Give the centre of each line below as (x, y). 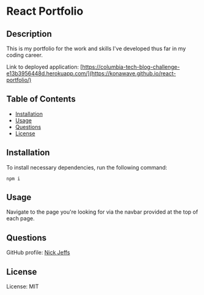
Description (29, 34)
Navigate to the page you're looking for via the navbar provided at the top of (102, 212)
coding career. (24, 55)
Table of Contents (41, 99)
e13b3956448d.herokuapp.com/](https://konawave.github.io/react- (91, 73)
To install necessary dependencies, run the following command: (87, 167)
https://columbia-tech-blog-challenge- (131, 67)
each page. (20, 218)
